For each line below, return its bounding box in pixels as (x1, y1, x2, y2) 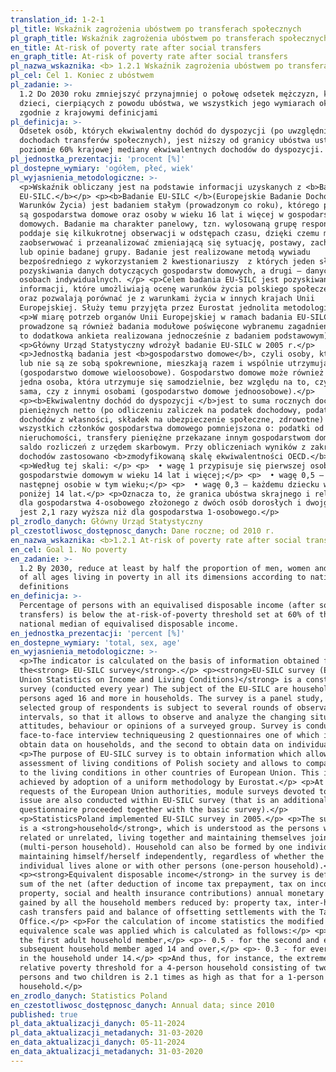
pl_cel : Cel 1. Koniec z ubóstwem (10, 71, 155, 81)
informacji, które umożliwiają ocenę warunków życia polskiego (19, 284, 288, 295)
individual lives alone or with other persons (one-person (19, 861, 271, 871)
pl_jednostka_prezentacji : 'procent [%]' (10, 154, 186, 164)
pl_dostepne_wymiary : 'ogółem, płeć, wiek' (10, 163, 195, 173)
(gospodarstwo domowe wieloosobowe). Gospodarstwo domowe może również (19, 368, 325, 378)
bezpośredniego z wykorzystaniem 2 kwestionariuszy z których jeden (19, 256, 315, 266)
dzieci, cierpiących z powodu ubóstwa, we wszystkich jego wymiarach (19, 98, 315, 108)
